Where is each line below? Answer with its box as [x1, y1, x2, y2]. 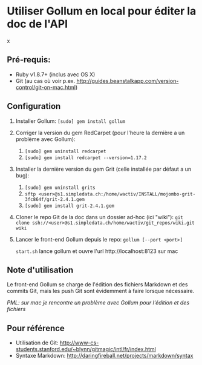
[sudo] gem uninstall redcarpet [24, 148, 106, 154]
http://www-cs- [59, 339, 99, 346]
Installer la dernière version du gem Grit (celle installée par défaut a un [15, 165, 192, 173]
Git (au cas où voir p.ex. [15, 77, 75, 84]
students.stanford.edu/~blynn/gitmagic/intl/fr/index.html [15, 346, 156, 353]
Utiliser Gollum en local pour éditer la [7, 4, 197, 18]
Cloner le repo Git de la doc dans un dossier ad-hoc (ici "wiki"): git [15, 213, 184, 220]
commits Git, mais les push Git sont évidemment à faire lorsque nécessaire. [7, 288, 195, 295]
